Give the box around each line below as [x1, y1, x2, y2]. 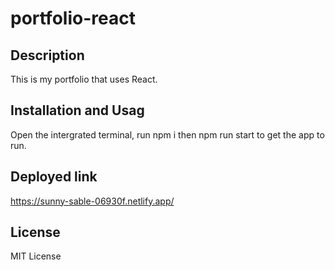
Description [10, 47, 85, 64]
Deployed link [10, 168, 98, 186]
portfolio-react [10, 7, 136, 30]
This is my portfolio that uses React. [10, 73, 158, 85]
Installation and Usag [10, 102, 145, 119]
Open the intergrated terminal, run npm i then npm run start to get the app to [10, 128, 325, 141]
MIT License [10, 250, 62, 262]
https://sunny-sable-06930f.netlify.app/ [10, 195, 175, 207]
